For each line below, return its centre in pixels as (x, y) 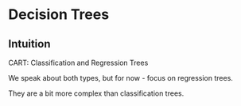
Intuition (29, 44)
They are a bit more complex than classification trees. (96, 93)
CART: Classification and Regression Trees (78, 62)
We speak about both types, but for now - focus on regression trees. (120, 78)
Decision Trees (59, 15)
